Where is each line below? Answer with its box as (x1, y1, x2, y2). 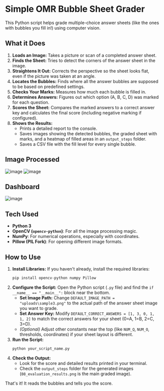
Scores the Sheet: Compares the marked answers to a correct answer (12, 104, 155, 110)
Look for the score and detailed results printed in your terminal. (19, 360, 147, 366)
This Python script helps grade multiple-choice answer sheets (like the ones (5, 20, 160, 26)
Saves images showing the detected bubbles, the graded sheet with (19, 130, 157, 136)
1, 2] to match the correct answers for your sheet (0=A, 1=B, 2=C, (19, 316, 155, 322)
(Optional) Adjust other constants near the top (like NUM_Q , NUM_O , (19, 326, 150, 332)
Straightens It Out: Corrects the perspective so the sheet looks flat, (12, 68, 150, 74)
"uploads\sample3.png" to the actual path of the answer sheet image (19, 300, 158, 306)
